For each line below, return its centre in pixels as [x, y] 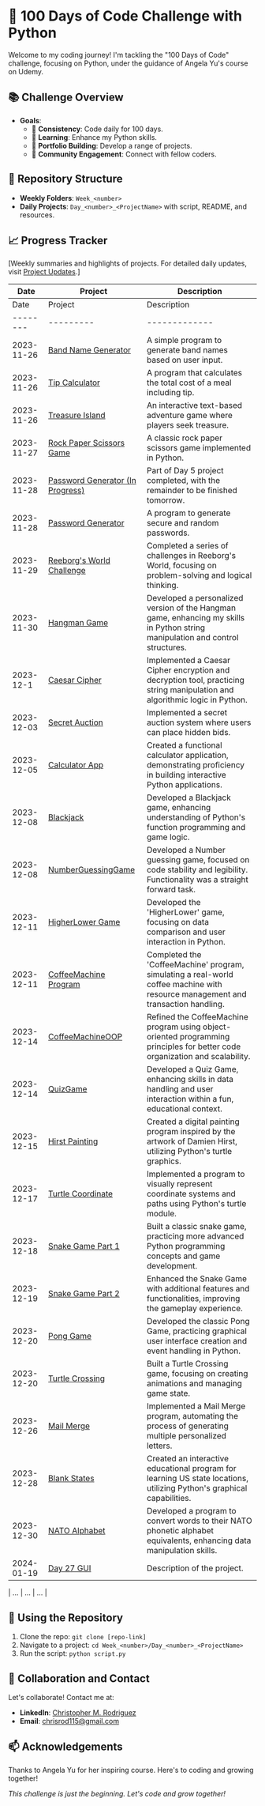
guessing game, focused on [198, 860]
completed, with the [183, 481]
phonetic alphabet [180, 1531]
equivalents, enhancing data [199, 1540]
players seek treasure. [188, 425]
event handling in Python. [194, 1351]
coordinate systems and [191, 1194]
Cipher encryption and [188, 670]
